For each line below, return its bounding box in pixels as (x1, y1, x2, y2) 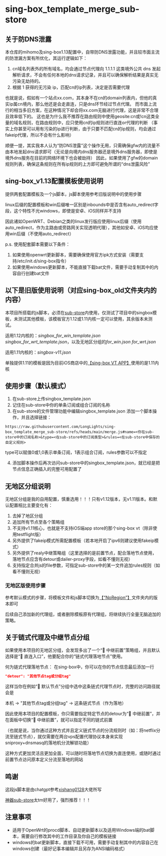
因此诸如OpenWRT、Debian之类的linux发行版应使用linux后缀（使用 (5, 218, 142, 224)
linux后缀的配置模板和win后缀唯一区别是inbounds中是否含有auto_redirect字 (5, 202, 159, 208)
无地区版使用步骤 (5, 582, 46, 589)
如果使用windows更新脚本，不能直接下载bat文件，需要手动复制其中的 (12, 264, 154, 270)
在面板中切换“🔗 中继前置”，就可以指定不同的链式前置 (5, 717, 113, 723)
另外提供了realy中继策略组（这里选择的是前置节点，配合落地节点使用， (12, 550, 157, 556)
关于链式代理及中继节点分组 (5, 633, 90, 642)
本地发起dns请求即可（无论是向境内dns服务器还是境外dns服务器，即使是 (9, 149, 158, 155)
